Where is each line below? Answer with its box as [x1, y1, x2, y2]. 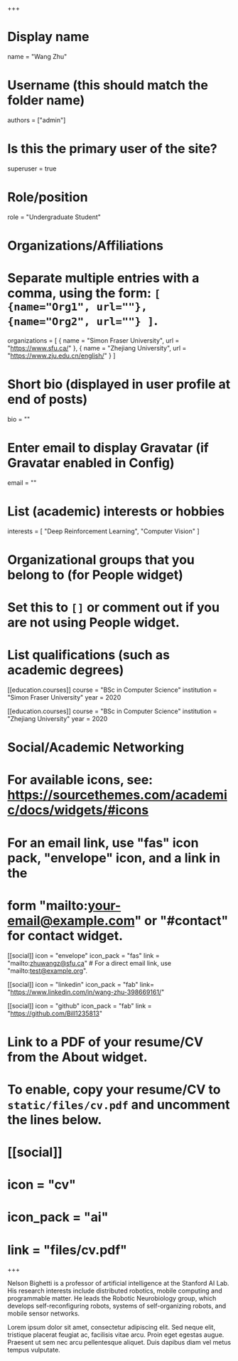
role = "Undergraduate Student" [7, 213, 102, 221]
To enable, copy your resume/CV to [7, 1082, 221, 1097]
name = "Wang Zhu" [7, 52, 67, 60]
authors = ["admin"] [7, 115, 66, 124]
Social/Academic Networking [7, 740, 185, 756]
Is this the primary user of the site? [7, 141, 218, 157]
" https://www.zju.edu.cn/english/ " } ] [7, 351, 116, 360]
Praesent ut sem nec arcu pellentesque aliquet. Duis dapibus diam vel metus [7, 1338, 232, 1347]
